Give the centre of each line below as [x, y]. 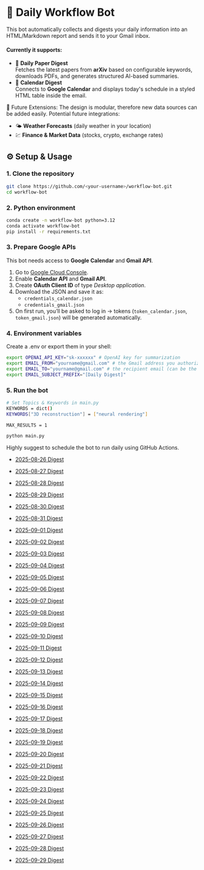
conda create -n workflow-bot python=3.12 [61, 220]
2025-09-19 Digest [39, 742]
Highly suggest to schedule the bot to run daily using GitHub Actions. [93, 448]
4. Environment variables [44, 333]
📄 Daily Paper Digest [41, 63]
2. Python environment [41, 207]
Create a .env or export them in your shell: [59, 347]
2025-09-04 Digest [40, 566]
